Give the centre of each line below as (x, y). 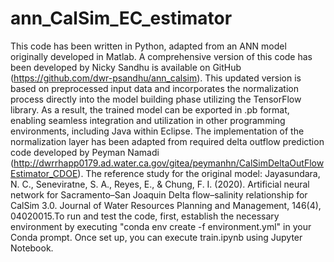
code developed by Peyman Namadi (85, 152)
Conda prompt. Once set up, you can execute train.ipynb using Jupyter (156, 237)
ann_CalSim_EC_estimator (121, 18)
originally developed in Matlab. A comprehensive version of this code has (161, 56)
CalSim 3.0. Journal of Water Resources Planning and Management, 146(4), (166, 205)
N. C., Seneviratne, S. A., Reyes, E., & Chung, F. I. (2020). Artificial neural (160, 184)
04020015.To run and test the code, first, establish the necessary (145, 216)
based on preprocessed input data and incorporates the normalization (155, 88)
